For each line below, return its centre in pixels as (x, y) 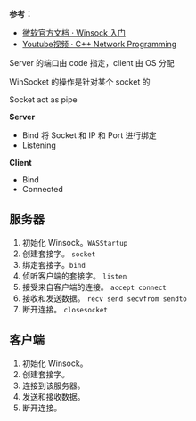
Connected (43, 189)
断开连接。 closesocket (65, 309)
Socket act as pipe (43, 100)
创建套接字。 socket (59, 254)
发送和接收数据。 (53, 396)
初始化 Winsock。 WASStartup (75, 242)
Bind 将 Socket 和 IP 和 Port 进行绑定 (90, 135)
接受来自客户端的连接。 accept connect (94, 287)
